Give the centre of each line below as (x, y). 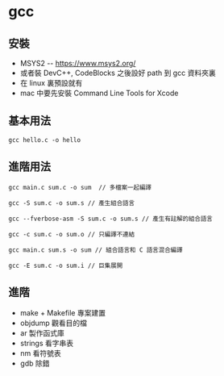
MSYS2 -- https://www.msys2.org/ (78, 63)
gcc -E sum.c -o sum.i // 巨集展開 (66, 265)
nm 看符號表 (41, 353)
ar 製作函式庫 (42, 333)
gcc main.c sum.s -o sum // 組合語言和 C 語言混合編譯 (95, 250)
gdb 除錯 (35, 363)
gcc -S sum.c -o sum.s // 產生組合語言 (72, 203)
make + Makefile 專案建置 (63, 313)
